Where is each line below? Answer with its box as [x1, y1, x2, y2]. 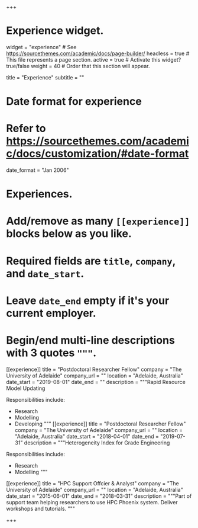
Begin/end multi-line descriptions [6, 334, 176, 347]
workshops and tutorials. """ [6, 505, 76, 512]
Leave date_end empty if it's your [6, 294, 170, 307]
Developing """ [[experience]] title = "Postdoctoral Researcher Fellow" [14, 420, 186, 427]
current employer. [6, 306, 96, 320]
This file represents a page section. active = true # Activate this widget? [6, 56, 181, 63]
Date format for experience [6, 95, 142, 108]
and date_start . [6, 267, 85, 280]
